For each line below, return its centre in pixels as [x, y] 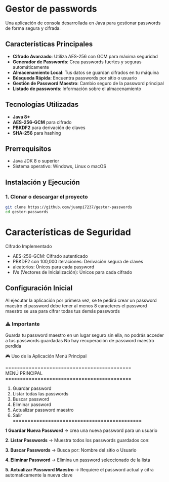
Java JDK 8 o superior [36, 161]
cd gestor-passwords [27, 212]
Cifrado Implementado [29, 246]
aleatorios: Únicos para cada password [53, 267]
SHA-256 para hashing [37, 133]
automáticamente [31, 67]
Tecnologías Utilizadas [42, 105]
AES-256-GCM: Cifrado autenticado [50, 256]
